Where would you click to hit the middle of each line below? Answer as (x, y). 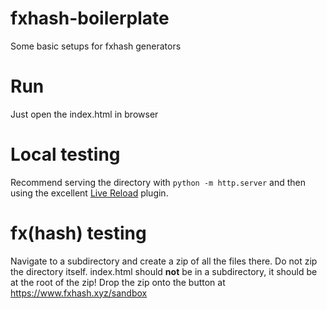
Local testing (65, 154)
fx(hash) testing (78, 233)
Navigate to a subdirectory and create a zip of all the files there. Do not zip (164, 261)
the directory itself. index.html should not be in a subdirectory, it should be (164, 271)
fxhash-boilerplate (90, 18)
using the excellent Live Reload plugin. (89, 193)
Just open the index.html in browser (84, 114)
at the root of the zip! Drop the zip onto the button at (118, 282)
